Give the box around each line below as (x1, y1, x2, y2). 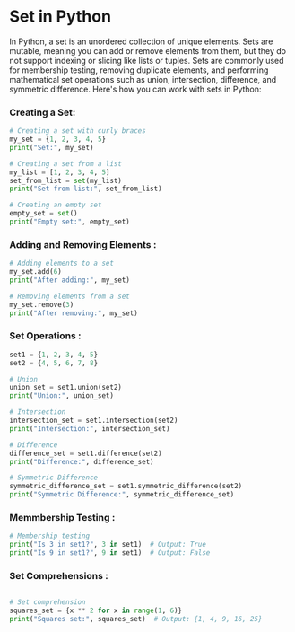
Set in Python (9, 6, 112, 27)
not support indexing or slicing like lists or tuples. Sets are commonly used (9, 55, 284, 66)
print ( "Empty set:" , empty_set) (9, 217, 130, 226)
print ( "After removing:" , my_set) (9, 308, 139, 318)
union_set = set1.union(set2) (9, 383, 123, 392)
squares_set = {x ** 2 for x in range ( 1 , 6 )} (9, 606, 182, 616)
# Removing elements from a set (9, 292, 130, 301)
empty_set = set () (9, 209, 78, 218)
